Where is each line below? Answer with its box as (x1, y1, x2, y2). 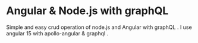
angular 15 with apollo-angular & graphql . (6, 29, 109, 37)
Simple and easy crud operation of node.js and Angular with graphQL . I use (6, 24, 192, 31)
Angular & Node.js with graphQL (6, 4, 169, 18)
